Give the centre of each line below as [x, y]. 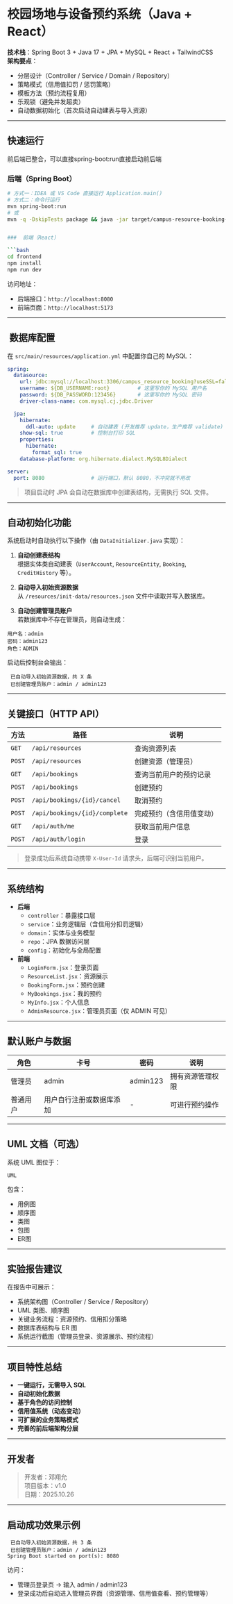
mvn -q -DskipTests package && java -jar [68, 219]
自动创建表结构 [38, 555]
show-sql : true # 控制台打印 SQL [78, 433]
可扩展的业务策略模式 [48, 1420]
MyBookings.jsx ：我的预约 [64, 994]
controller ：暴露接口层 [61, 916]
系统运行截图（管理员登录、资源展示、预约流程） [87, 1337]
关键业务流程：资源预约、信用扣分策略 [72, 1319]
